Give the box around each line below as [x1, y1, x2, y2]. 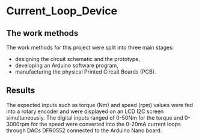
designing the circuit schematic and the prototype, [14, 56, 140, 62]
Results [6, 86, 35, 96]
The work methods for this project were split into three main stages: [6, 44, 174, 51]
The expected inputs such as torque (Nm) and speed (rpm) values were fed [6, 101, 194, 108]
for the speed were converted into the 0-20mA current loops [31, 120, 182, 127]
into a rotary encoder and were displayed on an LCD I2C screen [6, 108, 164, 115]
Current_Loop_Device [6, 4, 118, 18]
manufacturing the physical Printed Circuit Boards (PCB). [14, 68, 156, 75]
